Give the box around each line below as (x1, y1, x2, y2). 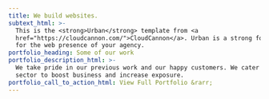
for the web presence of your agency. (15, 42, 146, 49)
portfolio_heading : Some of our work (8, 49, 134, 57)
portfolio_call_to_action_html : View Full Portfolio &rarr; (8, 78, 214, 86)
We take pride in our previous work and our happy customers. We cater (15, 64, 260, 72)
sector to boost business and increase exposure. (15, 71, 184, 79)
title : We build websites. (8, 11, 98, 20)
